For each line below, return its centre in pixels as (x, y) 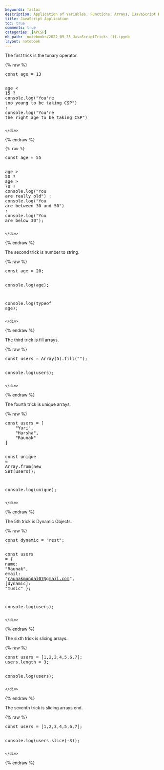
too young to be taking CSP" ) (41, 103)
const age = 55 (23, 157)
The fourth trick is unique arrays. (38, 404)
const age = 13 (23, 74)
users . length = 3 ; (27, 662)
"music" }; (18, 588)
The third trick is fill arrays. (32, 340)
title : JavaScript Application (37, 19)
